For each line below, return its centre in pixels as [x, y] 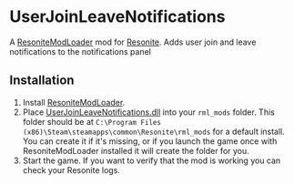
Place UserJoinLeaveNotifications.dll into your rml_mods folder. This [148, 112]
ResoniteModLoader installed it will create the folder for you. [136, 150]
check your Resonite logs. [71, 170]
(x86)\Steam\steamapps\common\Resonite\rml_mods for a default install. [153, 131]
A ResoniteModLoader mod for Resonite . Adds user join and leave [133, 42]
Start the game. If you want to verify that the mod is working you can [152, 160]
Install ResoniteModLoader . [74, 102]
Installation [42, 81]
